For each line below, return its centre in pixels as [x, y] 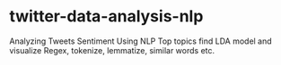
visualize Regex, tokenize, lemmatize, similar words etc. [112, 50]
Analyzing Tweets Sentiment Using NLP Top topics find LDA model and [140, 41]
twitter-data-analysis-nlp [106, 16]
